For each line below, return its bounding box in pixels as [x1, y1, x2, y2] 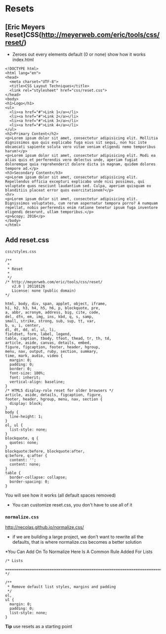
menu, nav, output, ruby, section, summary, [5, 349, 98, 354]
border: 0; [9, 366, 32, 371]
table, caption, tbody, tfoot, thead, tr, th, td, [5, 336, 112, 341]
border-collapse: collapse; [9, 475, 68, 480]
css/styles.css [5, 249, 37, 254]
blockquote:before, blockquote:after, [5, 448, 85, 454]
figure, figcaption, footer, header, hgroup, [5, 344, 100, 350]
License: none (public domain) [11, 288, 77, 293]
